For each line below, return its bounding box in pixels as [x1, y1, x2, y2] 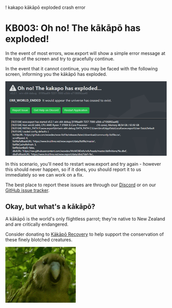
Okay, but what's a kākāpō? [5, 202, 96, 211]
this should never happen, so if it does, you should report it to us [5, 166, 142, 172]
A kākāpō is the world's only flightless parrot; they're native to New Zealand [5, 216, 165, 222]
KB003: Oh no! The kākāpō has [5, 23, 141, 34]
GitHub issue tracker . [5, 187, 50, 194]
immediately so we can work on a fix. [5, 172, 84, 178]
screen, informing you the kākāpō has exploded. [5, 71, 107, 77]
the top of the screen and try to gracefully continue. [5, 55, 115, 62]
